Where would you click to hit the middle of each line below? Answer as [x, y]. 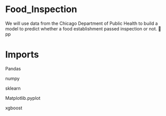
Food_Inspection [41, 9]
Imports [22, 55]
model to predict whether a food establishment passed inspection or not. [81, 28]
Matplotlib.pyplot [23, 98]
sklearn [13, 88]
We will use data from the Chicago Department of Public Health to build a [81, 23]
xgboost [14, 108]
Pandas [13, 68]
